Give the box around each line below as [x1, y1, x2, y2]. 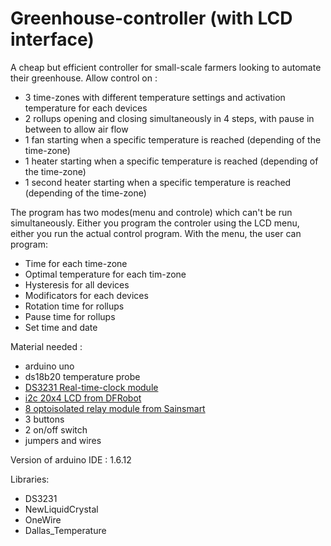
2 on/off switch [24, 423, 88, 436]
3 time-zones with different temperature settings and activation [24, 91, 286, 103]
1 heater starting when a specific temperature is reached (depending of [24, 155, 319, 167]
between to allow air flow [24, 123, 129, 135]
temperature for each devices [24, 102, 148, 114]
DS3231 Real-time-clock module [24, 381, 159, 393]
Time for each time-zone [24, 257, 128, 269]
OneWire [24, 513, 62, 526]
